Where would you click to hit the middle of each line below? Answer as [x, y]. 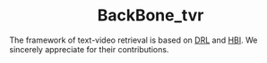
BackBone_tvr [151, 16]
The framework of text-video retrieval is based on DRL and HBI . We [133, 40]
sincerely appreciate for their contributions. [89, 49]
